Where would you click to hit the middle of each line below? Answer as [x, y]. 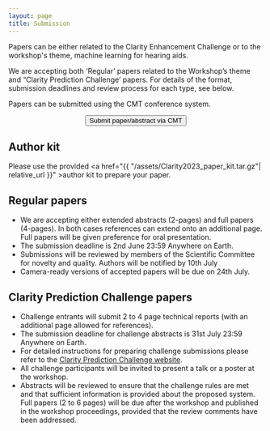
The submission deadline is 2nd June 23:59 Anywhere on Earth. [127, 246]
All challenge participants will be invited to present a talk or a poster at [137, 368]
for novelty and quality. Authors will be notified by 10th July [119, 263]
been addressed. [48, 420]
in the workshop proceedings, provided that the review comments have [139, 411]
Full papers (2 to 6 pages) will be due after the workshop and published [139, 403]
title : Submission [39, 23]
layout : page [30, 16]
